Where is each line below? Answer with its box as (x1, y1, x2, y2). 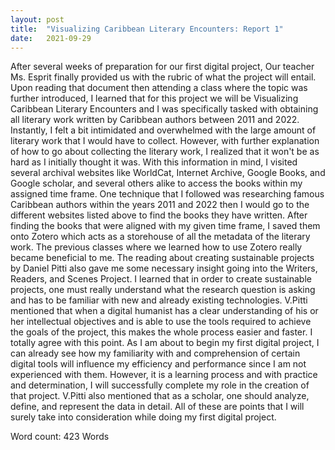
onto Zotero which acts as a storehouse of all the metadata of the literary (10, 231, 311, 243)
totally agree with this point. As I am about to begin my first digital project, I (10, 337, 320, 349)
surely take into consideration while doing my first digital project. (10, 411, 277, 423)
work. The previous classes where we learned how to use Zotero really (10, 241, 303, 253)
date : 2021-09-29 (10, 33, 92, 43)
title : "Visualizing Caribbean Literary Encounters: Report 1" (10, 24, 284, 34)
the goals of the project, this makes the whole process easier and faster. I (10, 326, 313, 338)
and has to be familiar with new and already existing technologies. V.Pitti (10, 294, 308, 306)
